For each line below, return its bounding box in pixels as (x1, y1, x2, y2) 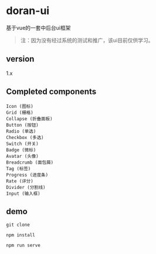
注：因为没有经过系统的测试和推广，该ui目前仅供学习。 (20, 36, 154, 43)
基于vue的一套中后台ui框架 (6, 24, 71, 31)
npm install (6, 232, 35, 238)
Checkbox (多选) (6, 134, 44, 140)
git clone (6, 222, 30, 228)
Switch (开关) (6, 141, 39, 147)
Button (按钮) (6, 122, 39, 128)
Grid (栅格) (6, 110, 33, 116)
